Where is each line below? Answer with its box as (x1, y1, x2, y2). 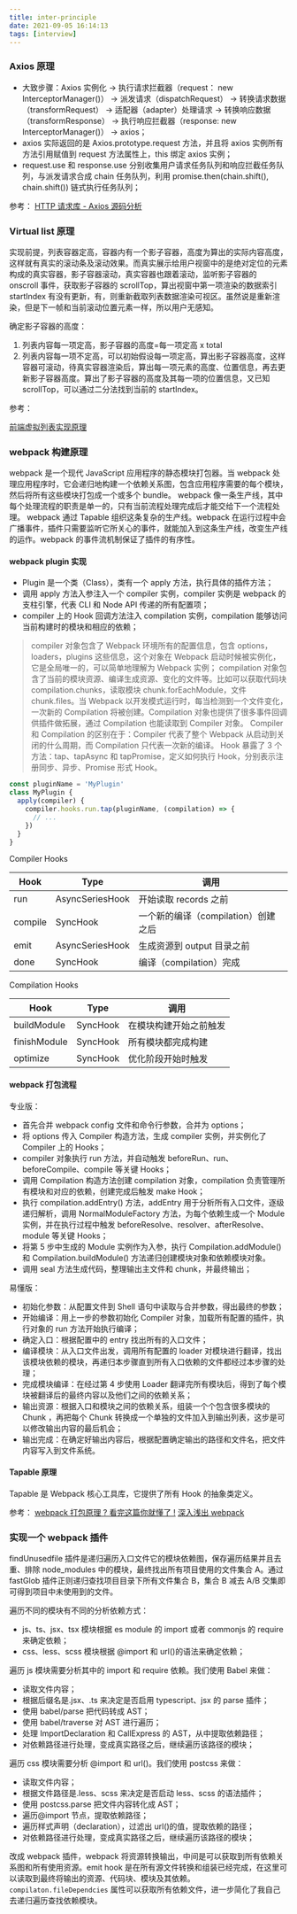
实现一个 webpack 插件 (9, 1531, 109, 1544)
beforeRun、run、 (167, 1152, 234, 1163)
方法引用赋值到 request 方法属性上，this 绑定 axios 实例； (21, 148, 232, 159)
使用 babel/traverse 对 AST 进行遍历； (21, 1717, 162, 1728)
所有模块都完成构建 (127, 1036, 209, 1049)
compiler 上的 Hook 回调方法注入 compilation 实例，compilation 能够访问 (21, 610, 287, 621)
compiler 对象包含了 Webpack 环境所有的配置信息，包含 (30, 640, 236, 651)
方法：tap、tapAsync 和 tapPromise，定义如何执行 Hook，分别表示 (30, 751, 277, 762)
